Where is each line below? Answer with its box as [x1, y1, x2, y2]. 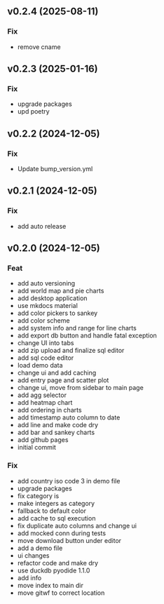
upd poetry [17, 107, 50, 116]
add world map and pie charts [17, 287, 104, 295]
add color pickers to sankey [17, 309, 98, 318]
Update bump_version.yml [17, 165, 93, 173]
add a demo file [17, 544, 63, 552]
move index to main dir [17, 581, 84, 589]
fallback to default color [17, 506, 86, 515]
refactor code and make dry [17, 558, 99, 567]
